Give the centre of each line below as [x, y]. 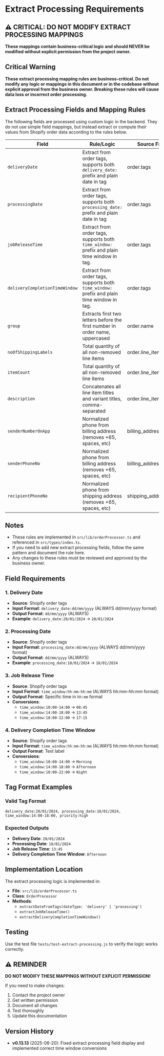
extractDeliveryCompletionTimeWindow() [60, 917]
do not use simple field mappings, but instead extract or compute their [76, 127]
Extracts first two [102, 314]
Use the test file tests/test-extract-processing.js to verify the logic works [81, 944]
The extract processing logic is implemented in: [53, 881]
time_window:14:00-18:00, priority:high [47, 815]
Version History [29, 1031]
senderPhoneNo [24, 463]
